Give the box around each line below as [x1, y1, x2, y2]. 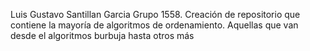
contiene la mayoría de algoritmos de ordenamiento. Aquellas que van [10, 19, 299, 31]
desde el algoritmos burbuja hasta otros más [10, 30, 195, 41]
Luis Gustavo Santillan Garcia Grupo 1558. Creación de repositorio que [10, 9, 301, 20]
